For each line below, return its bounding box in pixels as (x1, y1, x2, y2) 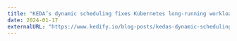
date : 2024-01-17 (7, 17, 59, 24)
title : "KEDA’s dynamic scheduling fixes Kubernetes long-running (7, 10, 207, 17)
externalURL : (7, 23, 46, 30)
